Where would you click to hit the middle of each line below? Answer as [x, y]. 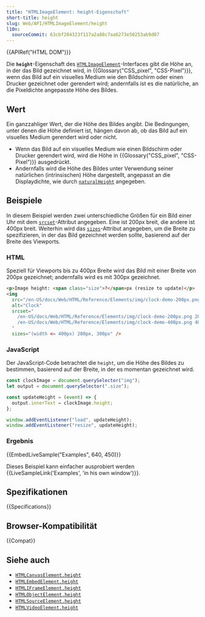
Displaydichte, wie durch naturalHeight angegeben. [81, 181]
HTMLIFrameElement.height [48, 588]
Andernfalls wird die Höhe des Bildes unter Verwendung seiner [94, 168]
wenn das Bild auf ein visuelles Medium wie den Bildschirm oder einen [95, 77]
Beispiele [24, 200]
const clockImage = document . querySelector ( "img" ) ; [73, 381]
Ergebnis [20, 441]
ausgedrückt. [54, 162]
